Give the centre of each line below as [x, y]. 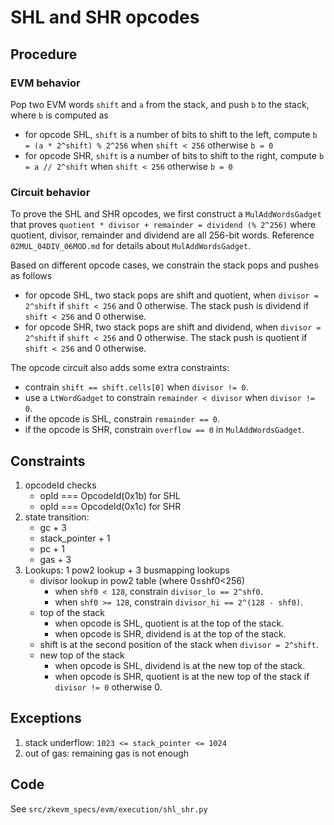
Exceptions [46, 718]
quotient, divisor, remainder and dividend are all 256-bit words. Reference [162, 235]
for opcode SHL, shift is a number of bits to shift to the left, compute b [171, 134]
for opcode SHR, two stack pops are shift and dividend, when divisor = [173, 327]
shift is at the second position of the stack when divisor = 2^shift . [179, 644]
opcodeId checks [60, 485]
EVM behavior [45, 83]
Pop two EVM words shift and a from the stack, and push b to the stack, [160, 104]
